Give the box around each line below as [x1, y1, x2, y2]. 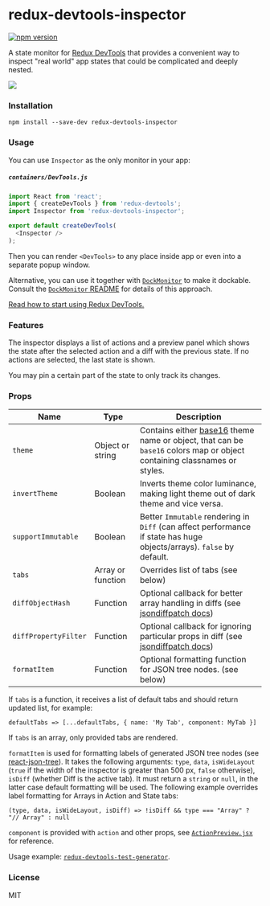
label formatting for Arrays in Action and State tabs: [8, 791, 179, 801]
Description [175, 412, 223, 423]
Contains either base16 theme [139, 424, 255, 436]
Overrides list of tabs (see [139, 564, 238, 576]
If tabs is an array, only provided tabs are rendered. [8, 733, 178, 743]
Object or [94, 440, 130, 451]
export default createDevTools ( [8, 222, 117, 230]
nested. [8, 64, 34, 74]
